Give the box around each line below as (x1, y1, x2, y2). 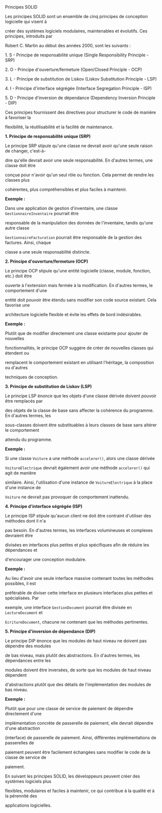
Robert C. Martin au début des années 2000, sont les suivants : (5, 43, 131, 48)
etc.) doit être (5, 273, 32, 279)
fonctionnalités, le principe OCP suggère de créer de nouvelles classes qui (5, 345, 154, 351)
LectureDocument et (5, 610, 43, 615)
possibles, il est (5, 580, 36, 586)
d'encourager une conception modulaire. (5, 557, 87, 562)
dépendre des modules (5, 643, 51, 649)
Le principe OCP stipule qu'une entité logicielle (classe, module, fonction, (5, 268, 151, 273)
